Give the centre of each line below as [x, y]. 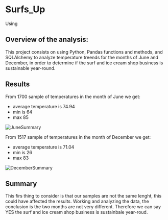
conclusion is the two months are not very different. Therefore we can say [83, 207]
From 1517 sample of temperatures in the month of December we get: [78, 137]
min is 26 [22, 152]
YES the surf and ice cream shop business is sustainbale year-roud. [77, 212]
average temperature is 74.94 [44, 106]
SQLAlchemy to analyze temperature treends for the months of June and [82, 57]
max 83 [21, 158]
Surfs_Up [25, 9]
